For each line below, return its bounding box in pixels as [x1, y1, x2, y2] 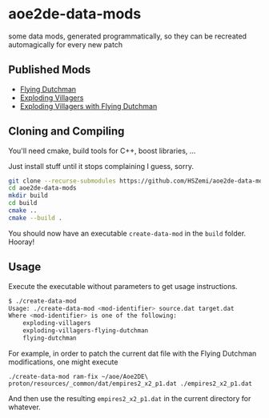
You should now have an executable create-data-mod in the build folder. [8, 228, 247, 238]
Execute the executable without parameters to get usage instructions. [8, 281, 238, 291]
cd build [8, 199, 38, 207]
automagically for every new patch [8, 39, 122, 49]
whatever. [8, 402, 42, 412]
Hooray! [8, 237, 35, 247]
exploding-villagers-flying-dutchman [22, 327, 149, 335]
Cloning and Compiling [8, 125, 125, 139]
